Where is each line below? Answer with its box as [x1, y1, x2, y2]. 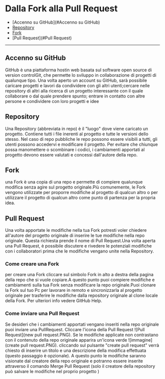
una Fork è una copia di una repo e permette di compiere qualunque [5, 179, 143, 185]
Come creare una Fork [5, 260, 59, 267]
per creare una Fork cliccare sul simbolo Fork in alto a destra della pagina [5, 272, 154, 278]
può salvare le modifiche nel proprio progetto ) [5, 368, 100, 374]
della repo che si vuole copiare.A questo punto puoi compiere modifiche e [5, 277, 155, 283]
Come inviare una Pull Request [5, 310, 80, 317]
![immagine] [128, 337, 153, 343]
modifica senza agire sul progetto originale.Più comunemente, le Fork [5, 184, 146, 190]
